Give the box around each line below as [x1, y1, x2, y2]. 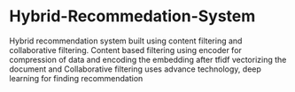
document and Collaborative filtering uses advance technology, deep [9, 64, 261, 74]
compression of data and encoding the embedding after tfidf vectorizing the [9, 54, 287, 65]
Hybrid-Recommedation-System [9, 6, 256, 27]
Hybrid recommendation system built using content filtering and [9, 35, 243, 46]
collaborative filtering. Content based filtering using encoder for [9, 44, 242, 55]
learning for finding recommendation [9, 73, 144, 83]
